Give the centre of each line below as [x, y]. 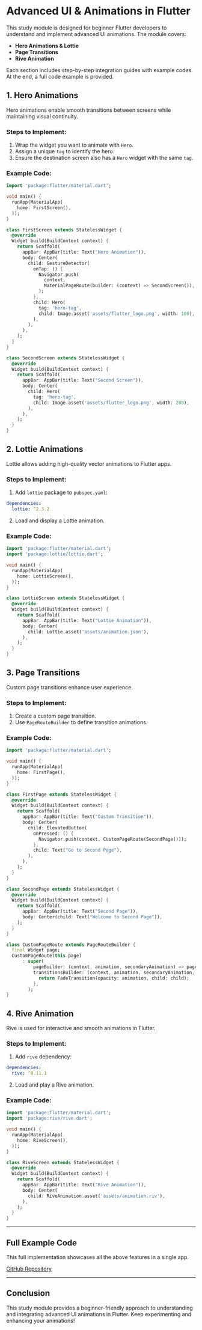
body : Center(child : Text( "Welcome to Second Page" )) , [92, 917]
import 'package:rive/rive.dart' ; [50, 1118]
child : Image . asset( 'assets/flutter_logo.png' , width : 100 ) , [117, 314]
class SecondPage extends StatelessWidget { [63, 889]
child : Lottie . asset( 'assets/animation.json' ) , [88, 632]
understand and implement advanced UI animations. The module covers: [96, 34]
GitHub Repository [29, 1269]
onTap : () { [48, 269]
